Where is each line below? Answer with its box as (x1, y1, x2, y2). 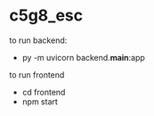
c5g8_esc (9, 5, 83, 26)
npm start (21, 95, 58, 107)
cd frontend (21, 87, 66, 97)
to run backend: (9, 35, 68, 46)
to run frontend (9, 69, 65, 80)
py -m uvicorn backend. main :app (21, 52, 145, 62)
